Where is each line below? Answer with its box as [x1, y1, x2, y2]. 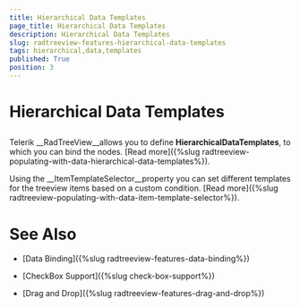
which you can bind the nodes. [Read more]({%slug [9, 147, 201, 158]
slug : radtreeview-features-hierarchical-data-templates [9, 38, 227, 47]
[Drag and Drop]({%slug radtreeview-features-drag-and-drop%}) [21, 288, 265, 299]
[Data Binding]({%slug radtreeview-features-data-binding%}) [21, 253, 251, 264]
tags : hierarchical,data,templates [9, 47, 142, 55]
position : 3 [9, 64, 54, 72]
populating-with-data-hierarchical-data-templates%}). [9, 156, 210, 166]
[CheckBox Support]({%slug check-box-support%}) [21, 270, 215, 282]
